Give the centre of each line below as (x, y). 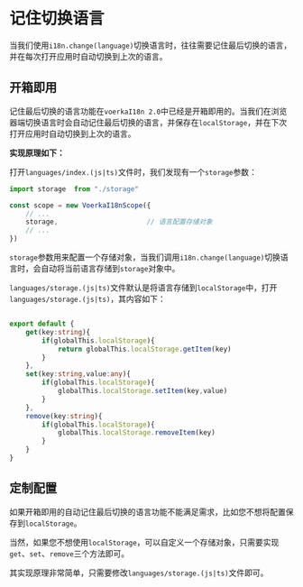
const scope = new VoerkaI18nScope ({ (80, 205)
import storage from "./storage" (74, 189)
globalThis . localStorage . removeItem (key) (137, 433)
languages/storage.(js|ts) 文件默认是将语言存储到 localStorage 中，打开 (143, 288)
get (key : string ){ (58, 332)
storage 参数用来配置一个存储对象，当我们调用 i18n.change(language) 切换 (145, 257)
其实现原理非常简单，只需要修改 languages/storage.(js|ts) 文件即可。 (139, 573)
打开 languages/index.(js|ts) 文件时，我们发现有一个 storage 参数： (133, 171)
